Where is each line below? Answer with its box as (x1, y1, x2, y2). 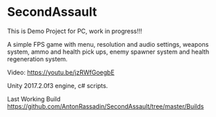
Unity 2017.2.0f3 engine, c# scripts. (7, 81, 108, 89)
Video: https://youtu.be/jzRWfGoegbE (7, 68, 115, 76)
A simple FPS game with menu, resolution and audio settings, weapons (7, 40, 209, 48)
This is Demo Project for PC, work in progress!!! (7, 27, 143, 35)
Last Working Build (7, 94, 61, 103)
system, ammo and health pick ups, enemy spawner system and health (7, 47, 209, 56)
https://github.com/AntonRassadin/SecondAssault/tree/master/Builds (7, 102, 204, 110)
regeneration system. (7, 54, 68, 63)
